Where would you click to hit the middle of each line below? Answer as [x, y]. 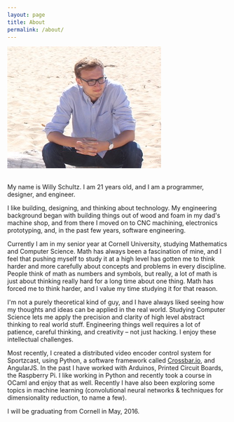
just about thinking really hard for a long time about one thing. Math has [110, 281]
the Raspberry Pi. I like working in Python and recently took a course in [110, 376]
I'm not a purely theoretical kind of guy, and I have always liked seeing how [116, 302]
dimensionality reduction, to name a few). [67, 398]
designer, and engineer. [41, 195]
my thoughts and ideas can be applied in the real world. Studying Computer [116, 310]
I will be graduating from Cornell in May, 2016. [74, 411]
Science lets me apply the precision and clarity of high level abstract [106, 317]
